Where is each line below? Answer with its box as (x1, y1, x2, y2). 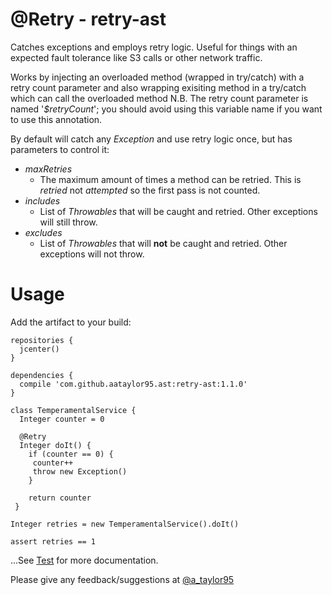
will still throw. (39, 216, 98, 228)
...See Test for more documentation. (10, 554, 159, 566)
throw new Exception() (32, 466, 128, 477)
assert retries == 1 (10, 536, 97, 547)
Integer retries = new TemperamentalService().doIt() (10, 519, 240, 529)
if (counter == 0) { (28, 449, 114, 459)
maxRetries (24, 163, 73, 175)
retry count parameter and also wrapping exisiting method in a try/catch (10, 81, 307, 93)
